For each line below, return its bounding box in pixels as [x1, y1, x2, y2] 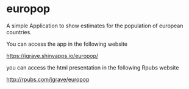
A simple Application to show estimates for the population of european [6, 22, 184, 29]
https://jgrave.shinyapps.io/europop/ [6, 52, 99, 59]
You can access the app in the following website [6, 40, 128, 48]
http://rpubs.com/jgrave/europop [6, 76, 90, 83]
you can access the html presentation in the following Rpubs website [6, 63, 179, 71]
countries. [6, 28, 32, 35]
